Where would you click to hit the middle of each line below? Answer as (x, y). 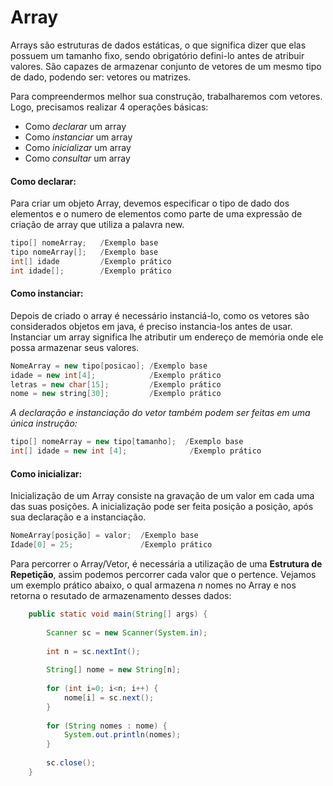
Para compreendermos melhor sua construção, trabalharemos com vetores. (166, 96)
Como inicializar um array (78, 147)
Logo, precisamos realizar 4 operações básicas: (109, 107)
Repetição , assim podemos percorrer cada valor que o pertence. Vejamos (163, 575)
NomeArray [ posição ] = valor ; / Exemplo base (104, 536)
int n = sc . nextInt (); (93, 651)
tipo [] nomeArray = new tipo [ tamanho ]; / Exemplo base (127, 442)
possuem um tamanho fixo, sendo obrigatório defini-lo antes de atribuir (157, 55)
